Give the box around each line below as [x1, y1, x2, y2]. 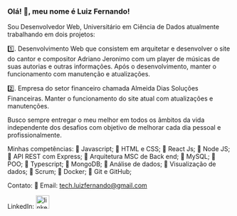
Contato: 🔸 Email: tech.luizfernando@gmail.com [7, 181, 147, 190]
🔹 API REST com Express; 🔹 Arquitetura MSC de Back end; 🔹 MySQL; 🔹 [7, 153, 216, 161]
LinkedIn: [7, 202, 34, 211]
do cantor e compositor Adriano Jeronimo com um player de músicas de [7, 55, 220, 63]
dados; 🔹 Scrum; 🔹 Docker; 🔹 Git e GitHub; [7, 168, 132, 176]
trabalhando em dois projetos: [7, 30, 95, 38]
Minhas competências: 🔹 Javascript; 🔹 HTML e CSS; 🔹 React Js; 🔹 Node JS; [7, 145, 231, 153]
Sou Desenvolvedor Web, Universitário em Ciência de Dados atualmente [7, 23, 219, 31]
